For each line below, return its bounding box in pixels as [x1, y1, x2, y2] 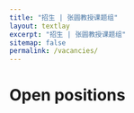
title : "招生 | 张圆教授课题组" [9, 13, 119, 22]
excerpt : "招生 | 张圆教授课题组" [9, 30, 127, 39]
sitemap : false [9, 38, 67, 48]
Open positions [9, 85, 126, 106]
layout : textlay [9, 22, 70, 30]
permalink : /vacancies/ [9, 47, 99, 56]
